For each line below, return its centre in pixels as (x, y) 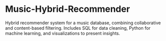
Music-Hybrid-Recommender (68, 9)
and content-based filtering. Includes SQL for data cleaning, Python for (78, 28)
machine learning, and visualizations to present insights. (63, 33)
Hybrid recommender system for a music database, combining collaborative (83, 23)
